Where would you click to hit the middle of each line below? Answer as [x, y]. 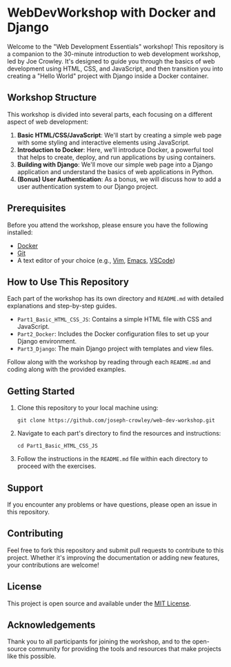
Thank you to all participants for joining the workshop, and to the [99, 641]
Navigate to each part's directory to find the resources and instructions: [119, 433]
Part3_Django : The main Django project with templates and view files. [115, 349]
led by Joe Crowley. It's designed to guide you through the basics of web [111, 61]
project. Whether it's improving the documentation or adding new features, [113, 557]
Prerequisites [37, 208]
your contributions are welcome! [53, 565]
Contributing [35, 534]
